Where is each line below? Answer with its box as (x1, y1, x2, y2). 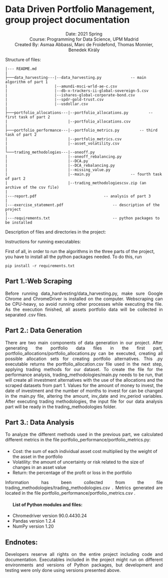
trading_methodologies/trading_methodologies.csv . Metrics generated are (5, 485, 163, 491)
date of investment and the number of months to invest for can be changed (5, 388, 163, 394)
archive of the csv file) (5, 185, 59, 190)
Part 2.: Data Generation (5, 326, 82, 335)
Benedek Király (68, 47, 100, 53)
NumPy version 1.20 (12, 523, 54, 529)
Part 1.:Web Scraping (5, 277, 72, 286)
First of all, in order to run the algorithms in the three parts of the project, (5, 248, 155, 254)
